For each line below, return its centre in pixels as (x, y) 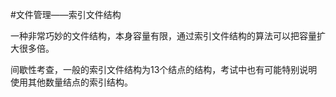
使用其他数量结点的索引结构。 (71, 82)
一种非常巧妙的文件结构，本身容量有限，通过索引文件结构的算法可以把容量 (163, 36)
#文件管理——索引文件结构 (66, 14)
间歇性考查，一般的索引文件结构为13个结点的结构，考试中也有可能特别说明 (164, 69)
